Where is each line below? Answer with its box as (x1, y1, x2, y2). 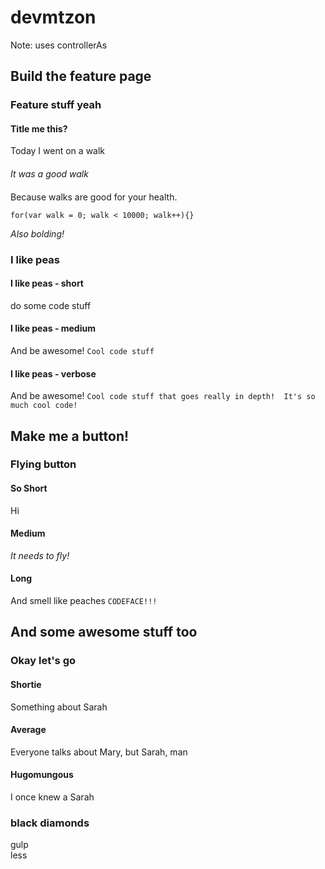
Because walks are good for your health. (10, 191, 178, 203)
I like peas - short (10, 277, 84, 290)
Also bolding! (10, 227, 65, 240)
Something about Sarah (10, 701, 108, 713)
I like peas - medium (10, 322, 96, 335)
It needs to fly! (10, 549, 70, 561)
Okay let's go (10, 654, 77, 668)
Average (10, 724, 47, 736)
